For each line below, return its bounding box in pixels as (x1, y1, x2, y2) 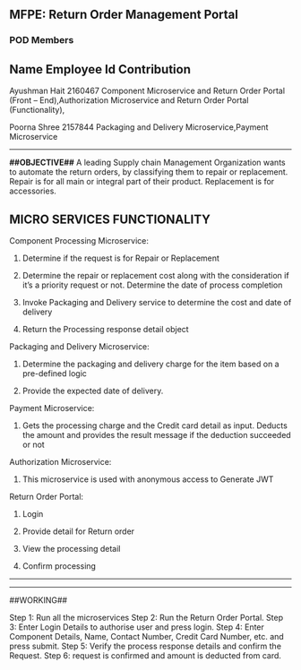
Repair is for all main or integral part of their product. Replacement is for (9, 176, 275, 187)
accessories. (9, 185, 56, 196)
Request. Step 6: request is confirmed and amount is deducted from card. (9, 649, 282, 661)
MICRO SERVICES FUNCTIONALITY (9, 211, 211, 227)
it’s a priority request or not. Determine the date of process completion (21, 279, 283, 290)
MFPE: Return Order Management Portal (9, 7, 239, 22)
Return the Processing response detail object (21, 323, 190, 334)
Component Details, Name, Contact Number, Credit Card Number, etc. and (9, 631, 284, 641)
